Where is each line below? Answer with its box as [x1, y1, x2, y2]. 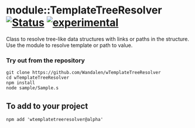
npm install [6, 80, 35, 86]
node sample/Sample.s [6, 85, 59, 91]
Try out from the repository [6, 56, 85, 65]
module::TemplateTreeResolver [6, 4, 162, 17]
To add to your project [6, 101, 88, 111]
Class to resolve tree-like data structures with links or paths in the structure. [6, 35, 189, 42]
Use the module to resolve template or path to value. [6, 42, 133, 49]
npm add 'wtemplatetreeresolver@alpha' [6, 117, 104, 123]
